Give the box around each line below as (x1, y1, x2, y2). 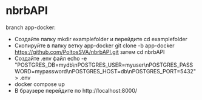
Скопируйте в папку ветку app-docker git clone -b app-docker (14, 42, 175, 49)
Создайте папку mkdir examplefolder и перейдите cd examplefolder (14, 35, 187, 42)
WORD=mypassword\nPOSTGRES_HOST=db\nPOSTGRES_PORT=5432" (14, 67, 197, 75)
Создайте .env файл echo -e (14, 55, 87, 62)
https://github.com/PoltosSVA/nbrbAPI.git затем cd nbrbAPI (14, 48, 165, 55)
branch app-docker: (5, 24, 56, 31)
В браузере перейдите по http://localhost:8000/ (14, 87, 138, 94)
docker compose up (14, 80, 65, 88)
